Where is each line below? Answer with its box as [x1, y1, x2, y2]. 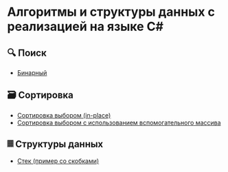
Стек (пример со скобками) [16, 156, 100, 165]
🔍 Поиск [7, 47, 47, 58]
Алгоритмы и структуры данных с [7, 4, 215, 20]
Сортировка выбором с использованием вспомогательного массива [16, 118, 221, 127]
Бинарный [16, 69, 47, 76]
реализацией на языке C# [7, 19, 163, 34]
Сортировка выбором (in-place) [16, 111, 111, 119]
